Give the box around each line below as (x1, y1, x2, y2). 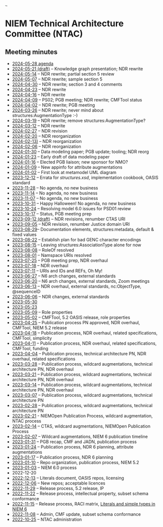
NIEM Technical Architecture (5, 18, 124, 29)
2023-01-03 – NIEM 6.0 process (12, 465, 77, 470)
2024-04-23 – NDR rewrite (12, 87, 67, 93)
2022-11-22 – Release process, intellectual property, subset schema (12, 490, 148, 497)
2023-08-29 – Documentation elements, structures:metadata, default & (12, 227, 154, 233)
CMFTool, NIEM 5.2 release (12, 325, 67, 331)
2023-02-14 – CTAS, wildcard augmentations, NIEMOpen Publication (12, 423, 151, 429)
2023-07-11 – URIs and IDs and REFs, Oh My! (12, 268, 103, 274)
